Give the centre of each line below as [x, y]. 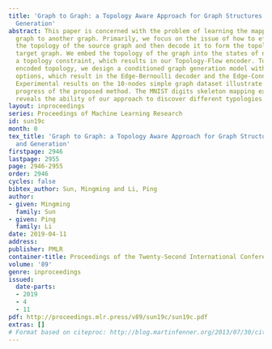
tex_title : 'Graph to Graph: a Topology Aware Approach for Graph [123, 136]
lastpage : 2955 [34, 159]
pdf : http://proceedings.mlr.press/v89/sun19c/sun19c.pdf [108, 317]
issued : [21, 279]
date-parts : [36, 287]
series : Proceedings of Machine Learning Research [96, 114]
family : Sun [36, 211]
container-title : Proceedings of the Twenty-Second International [123, 257]
